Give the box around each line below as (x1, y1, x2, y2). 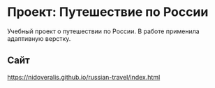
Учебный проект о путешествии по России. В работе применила (7, 27, 200, 35)
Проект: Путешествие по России (7, 4, 209, 20)
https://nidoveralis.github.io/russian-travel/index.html (7, 73, 161, 81)
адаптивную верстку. (7, 34, 71, 42)
